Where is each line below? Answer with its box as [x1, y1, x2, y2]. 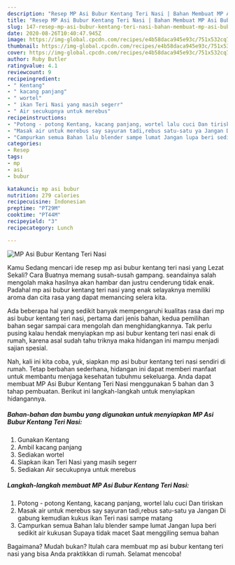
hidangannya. [7, 394, 47, 403]
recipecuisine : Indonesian [7, 199, 86, 206]
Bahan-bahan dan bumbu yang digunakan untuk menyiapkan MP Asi [7, 410, 214, 419]
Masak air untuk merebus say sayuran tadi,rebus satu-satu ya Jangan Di [17, 506, 226, 515]
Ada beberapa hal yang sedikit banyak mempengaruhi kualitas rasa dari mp [7, 306, 225, 315]
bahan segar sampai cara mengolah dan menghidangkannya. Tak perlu [7, 321, 212, 329]
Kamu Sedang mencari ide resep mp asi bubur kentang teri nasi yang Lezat [7, 263, 224, 271]
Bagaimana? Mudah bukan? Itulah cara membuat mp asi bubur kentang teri [7, 542, 224, 550]
